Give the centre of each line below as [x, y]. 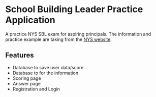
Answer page [27, 83]
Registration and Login [36, 89]
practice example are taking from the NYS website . [58, 39]
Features [20, 55]
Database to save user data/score [48, 67]
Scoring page [27, 78]
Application [30, 20]
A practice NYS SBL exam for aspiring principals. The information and [78, 34]
